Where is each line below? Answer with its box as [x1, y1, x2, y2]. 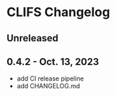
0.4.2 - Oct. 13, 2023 [6, 55, 99, 67]
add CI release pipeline [16, 74, 84, 83]
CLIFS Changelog [6, 4, 111, 20]
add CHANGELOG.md [16, 82, 80, 90]
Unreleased [6, 32, 59, 44]
